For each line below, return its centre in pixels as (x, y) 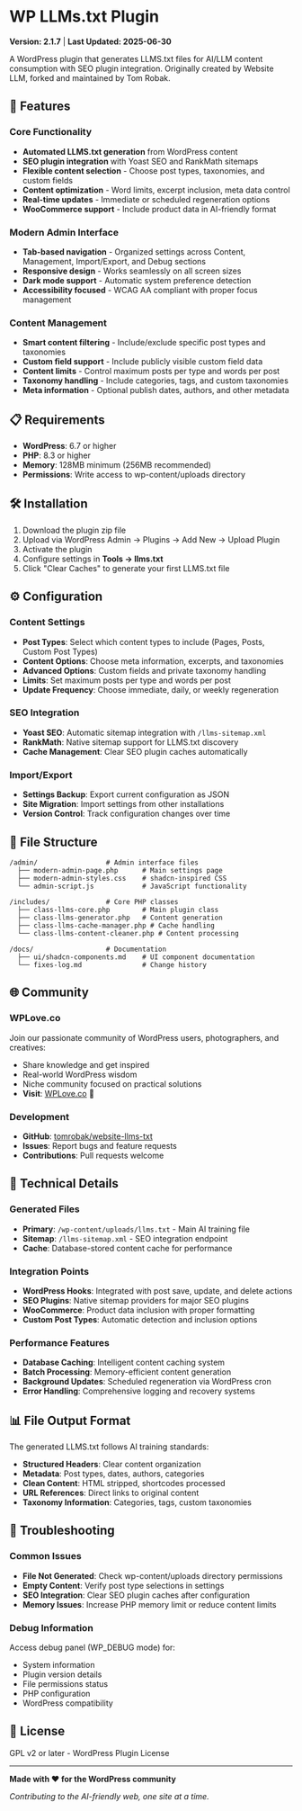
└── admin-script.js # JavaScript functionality (132, 886)
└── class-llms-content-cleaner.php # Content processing (129, 933)
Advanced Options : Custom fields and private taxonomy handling (144, 670)
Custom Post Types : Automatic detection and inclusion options (140, 1319)
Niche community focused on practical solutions (112, 1084)
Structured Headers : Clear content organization (111, 1465)
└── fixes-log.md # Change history (112, 964)
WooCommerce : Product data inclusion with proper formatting (138, 1310)
